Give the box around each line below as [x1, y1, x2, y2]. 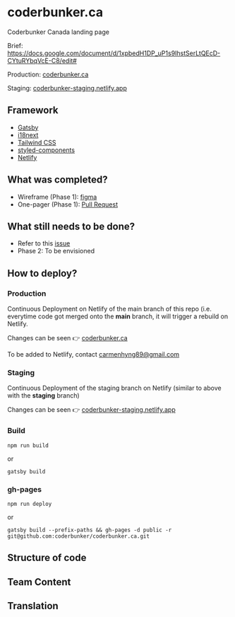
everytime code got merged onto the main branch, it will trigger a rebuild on [7, 312, 229, 321]
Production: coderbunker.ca [7, 70, 89, 79]
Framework [7, 104, 59, 117]
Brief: [7, 41, 23, 50]
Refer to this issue [17, 239, 71, 248]
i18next [17, 130, 39, 139]
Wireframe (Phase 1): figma [17, 192, 97, 201]
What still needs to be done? [7, 220, 135, 232]
